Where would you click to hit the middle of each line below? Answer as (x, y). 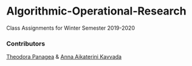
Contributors (26, 44)
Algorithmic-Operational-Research (96, 11)
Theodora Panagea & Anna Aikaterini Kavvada (64, 57)
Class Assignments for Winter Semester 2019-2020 (71, 28)
